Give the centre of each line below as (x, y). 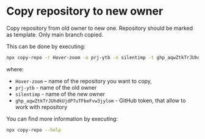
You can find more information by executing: (62, 119)
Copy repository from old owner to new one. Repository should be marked (100, 28)
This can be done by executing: (46, 46)
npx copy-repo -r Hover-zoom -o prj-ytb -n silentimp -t (80, 57)
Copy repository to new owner (85, 11)
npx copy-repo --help (34, 130)
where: (15, 69)
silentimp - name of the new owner (60, 94)
